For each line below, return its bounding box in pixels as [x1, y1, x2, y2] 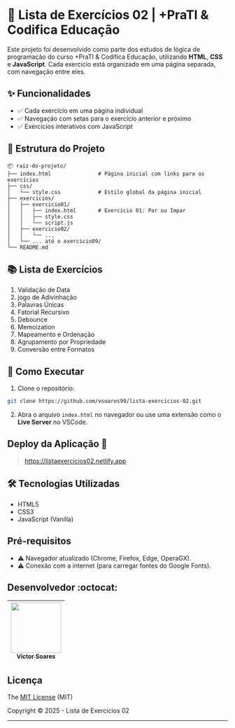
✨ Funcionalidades [7, 88, 91, 99]
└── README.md [7, 244, 49, 251]
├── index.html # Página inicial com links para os [7, 170, 205, 177]
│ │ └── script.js [7, 219, 73, 226]
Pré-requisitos [7, 535, 72, 547]
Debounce [17, 315, 48, 324]
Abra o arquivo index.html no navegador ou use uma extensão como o [17, 411, 222, 419]
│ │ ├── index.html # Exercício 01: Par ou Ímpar [7, 207, 187, 214]
